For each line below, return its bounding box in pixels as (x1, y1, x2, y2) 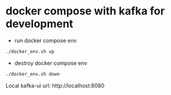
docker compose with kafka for (5, 4, 165, 18)
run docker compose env (14, 37, 77, 44)
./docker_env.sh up (5, 48, 55, 55)
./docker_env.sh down (5, 71, 60, 77)
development (5, 17, 73, 31)
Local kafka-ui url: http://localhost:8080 (5, 82, 105, 89)
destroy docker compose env (14, 59, 88, 67)
